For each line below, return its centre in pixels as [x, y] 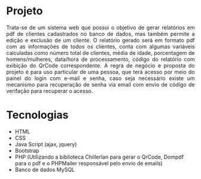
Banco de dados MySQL [45, 169]
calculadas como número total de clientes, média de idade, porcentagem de [100, 53]
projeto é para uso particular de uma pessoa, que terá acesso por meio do [100, 72]
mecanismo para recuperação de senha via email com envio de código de [100, 84]
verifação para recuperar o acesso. [50, 91]
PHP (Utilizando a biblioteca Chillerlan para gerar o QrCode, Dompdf [99, 157]
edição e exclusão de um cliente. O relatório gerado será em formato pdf [100, 40]
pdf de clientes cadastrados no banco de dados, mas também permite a [100, 33]
